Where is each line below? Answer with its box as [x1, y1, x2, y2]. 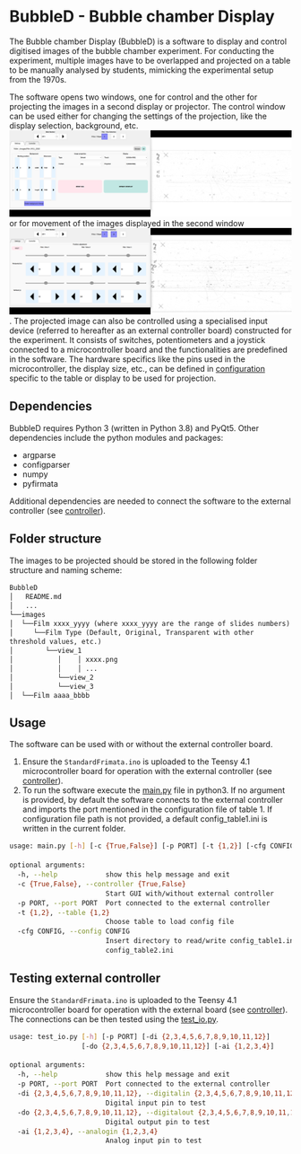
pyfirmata [21, 478, 58, 489]
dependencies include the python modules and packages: [9, 432, 224, 443]
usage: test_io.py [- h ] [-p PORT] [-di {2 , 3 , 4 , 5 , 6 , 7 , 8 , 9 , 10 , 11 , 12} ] [9, 1032, 271, 1041]
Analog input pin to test [105, 1136, 202, 1146]
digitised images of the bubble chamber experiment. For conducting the [9, 45, 275, 56]
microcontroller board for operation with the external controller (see [21, 766, 273, 777]
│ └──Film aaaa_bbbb [9, 691, 90, 700]
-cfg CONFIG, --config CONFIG [17, 927, 130, 936]
